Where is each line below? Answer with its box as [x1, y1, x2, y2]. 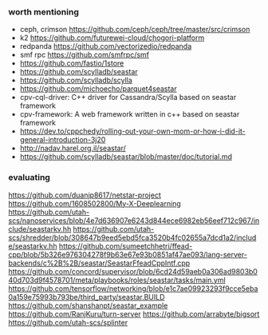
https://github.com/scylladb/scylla [19, 75, 133, 86]
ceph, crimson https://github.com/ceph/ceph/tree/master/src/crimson [19, 25, 250, 34]
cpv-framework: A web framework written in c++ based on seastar [19, 110, 240, 119]
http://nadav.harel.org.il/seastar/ [19, 143, 126, 154]
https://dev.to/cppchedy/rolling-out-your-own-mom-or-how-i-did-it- [19, 126, 246, 136]
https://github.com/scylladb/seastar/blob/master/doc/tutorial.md [19, 152, 233, 162]
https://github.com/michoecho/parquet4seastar [19, 84, 177, 94]
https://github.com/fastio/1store [19, 58, 124, 68]
